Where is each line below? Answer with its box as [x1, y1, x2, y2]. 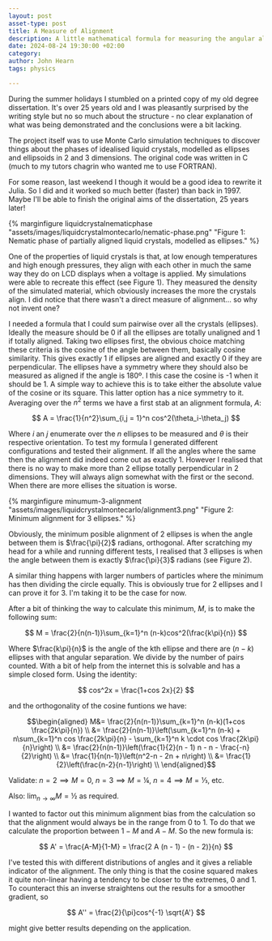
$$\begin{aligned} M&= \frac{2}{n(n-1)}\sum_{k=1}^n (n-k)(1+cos [27, 716, 245, 726]
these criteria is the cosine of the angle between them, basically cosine [8, 344, 246, 354]
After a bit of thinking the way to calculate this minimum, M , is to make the [8, 604, 255, 614]
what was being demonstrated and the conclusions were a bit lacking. [8, 119, 242, 130]
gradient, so [8, 892, 49, 902]
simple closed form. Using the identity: [8, 669, 138, 679]
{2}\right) [21, 751, 53, 761]
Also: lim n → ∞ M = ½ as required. [8, 791, 120, 803]
